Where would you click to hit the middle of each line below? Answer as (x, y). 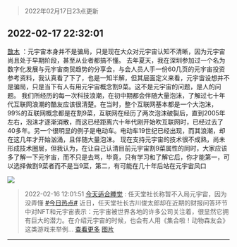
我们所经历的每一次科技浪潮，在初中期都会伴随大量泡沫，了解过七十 (120, 95)
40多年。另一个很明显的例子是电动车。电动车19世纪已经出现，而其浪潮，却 (116, 130)
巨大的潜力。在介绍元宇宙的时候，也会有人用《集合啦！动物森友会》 (130, 220)
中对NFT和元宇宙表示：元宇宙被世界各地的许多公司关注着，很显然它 (123, 211)
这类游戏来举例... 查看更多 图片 (69, 229)
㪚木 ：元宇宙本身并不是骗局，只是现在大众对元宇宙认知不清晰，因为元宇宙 (116, 51)
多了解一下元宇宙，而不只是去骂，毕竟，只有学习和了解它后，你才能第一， (115, 157)
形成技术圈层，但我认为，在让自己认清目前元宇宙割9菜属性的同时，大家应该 (117, 148)
